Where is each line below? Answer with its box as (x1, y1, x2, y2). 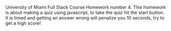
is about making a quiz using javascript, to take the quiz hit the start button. (5, 9, 165, 15)
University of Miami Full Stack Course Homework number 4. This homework (5, 4, 166, 10)
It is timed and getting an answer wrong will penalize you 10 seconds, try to (5, 15, 165, 20)
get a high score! (5, 20, 41, 26)
